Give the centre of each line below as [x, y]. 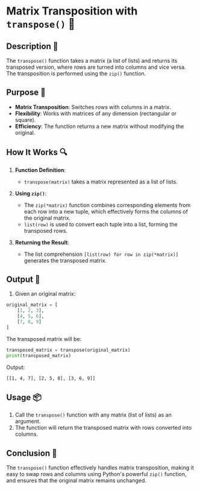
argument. [28, 421]
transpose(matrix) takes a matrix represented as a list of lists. [101, 182]
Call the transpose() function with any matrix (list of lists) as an [93, 415]
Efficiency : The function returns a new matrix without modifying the [99, 126]
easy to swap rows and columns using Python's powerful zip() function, [96, 474]
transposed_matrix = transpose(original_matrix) [68, 350]
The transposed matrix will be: [44, 339]
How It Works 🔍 [37, 152]
